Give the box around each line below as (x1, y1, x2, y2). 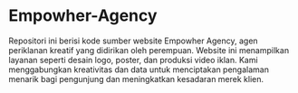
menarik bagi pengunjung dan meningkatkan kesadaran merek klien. (8, 73, 264, 84)
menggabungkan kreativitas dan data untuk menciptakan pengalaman (8, 64, 269, 75)
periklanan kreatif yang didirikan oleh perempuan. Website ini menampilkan (8, 44, 290, 55)
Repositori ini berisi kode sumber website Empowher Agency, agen (8, 35, 259, 46)
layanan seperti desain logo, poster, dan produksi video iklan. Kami (8, 54, 259, 65)
